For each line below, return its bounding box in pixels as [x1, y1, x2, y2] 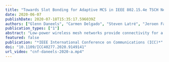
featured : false [5, 35, 39, 40]
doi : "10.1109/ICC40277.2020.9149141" [5, 44, 87, 49]
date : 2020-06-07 [5, 12, 42, 17]
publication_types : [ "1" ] [5, 26, 59, 31]
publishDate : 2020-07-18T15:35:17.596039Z [5, 16, 96, 21]
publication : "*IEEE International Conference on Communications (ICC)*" [5, 40, 163, 45]
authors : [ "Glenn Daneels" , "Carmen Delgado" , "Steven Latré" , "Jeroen [5, 21, 158, 26]
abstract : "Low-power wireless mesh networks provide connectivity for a [5, 30, 163, 35]
